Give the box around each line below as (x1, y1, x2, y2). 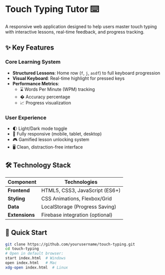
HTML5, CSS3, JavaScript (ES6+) (41, 187, 121, 194)
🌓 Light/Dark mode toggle (12, 125, 67, 131)
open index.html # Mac (5, 260, 57, 265)
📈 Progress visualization (19, 99, 71, 105)
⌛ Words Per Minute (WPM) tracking (19, 86, 95, 92)
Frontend (7, 187, 30, 194)
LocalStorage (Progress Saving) (41, 203, 116, 210)
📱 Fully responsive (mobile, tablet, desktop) (12, 130, 102, 136)
